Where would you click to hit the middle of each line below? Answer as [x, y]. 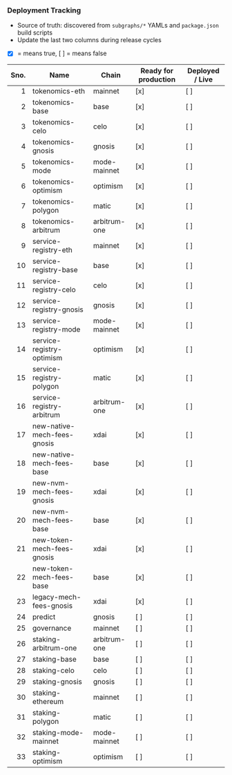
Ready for [157, 71]
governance [52, 629]
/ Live [203, 79]
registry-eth [52, 250]
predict [44, 617]
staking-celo [53, 671]
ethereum [48, 702]
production [157, 79]
